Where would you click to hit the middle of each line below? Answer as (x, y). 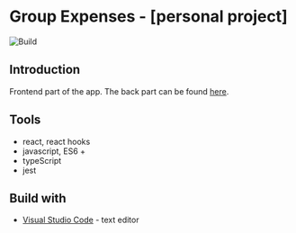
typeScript (42, 160)
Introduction (45, 70)
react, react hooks (56, 141)
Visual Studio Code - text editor (81, 220)
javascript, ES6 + (54, 151)
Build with (38, 198)
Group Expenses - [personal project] (148, 17)
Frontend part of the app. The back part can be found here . (119, 91)
